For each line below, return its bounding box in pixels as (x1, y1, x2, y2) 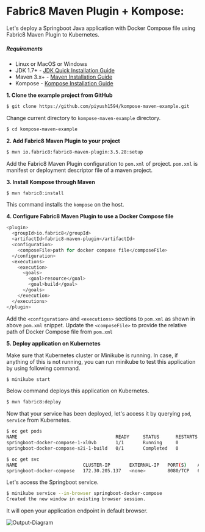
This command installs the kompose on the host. (6, 201, 124, 208)
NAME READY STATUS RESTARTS (6, 434, 198, 440)
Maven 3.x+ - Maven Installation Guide (15, 73, 113, 80)
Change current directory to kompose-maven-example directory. (6, 114, 161, 121)
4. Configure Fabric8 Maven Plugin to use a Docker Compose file (6, 213, 174, 220)
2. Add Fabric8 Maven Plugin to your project (6, 137, 120, 144)
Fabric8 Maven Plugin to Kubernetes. (6, 30, 99, 38)
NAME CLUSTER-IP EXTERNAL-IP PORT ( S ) (6, 462, 187, 468)
